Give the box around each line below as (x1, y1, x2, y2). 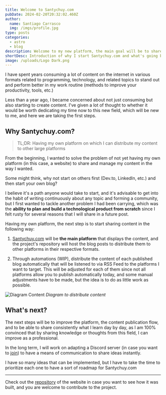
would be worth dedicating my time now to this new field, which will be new (5, 108, 159, 113)
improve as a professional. (5, 335, 59, 341)
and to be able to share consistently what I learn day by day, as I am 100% (5, 324, 156, 330)
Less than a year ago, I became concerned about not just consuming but (5, 97, 153, 103)
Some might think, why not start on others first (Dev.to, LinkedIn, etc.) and (5, 175, 156, 181)
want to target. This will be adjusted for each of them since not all (12, 266, 146, 273)
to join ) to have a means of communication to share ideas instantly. (5, 350, 142, 356)
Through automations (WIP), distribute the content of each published (12, 256, 153, 262)
